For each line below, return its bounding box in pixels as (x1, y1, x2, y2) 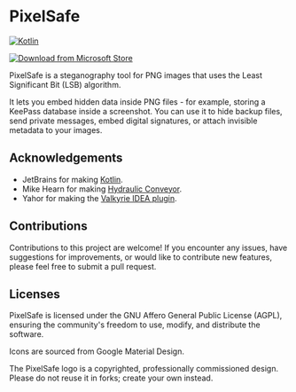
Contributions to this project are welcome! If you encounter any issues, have (9, 242, 288, 253)
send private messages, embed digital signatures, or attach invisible (9, 115, 258, 126)
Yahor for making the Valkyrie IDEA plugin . (21, 192, 177, 203)
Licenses (9, 286, 60, 302)
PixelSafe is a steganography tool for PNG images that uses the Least (9, 69, 263, 81)
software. (9, 329, 44, 340)
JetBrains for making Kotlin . (21, 174, 124, 184)
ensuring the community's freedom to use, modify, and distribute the (9, 319, 261, 330)
